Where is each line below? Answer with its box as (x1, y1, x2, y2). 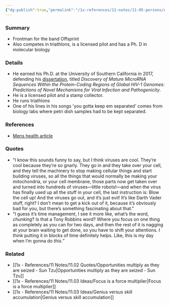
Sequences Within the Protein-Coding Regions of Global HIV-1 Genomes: (12, 82, 165, 88)
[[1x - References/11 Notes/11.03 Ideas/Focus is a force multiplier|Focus (12, 278, 161, 284)
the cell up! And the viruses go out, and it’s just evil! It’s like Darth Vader (12, 194, 162, 200)
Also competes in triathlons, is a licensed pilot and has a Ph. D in (12, 41, 147, 47)
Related (5, 250, 25, 257)
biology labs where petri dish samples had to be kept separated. (12, 109, 147, 115)
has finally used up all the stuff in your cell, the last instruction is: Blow (12, 189, 159, 195)
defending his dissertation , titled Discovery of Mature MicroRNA (12, 76, 147, 82)
